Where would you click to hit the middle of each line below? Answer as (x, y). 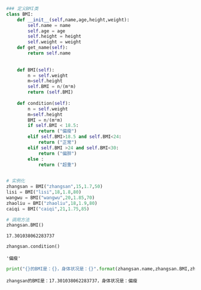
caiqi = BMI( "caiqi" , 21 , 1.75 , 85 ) (48, 209)
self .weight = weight (55, 42)
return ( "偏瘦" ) (57, 131)
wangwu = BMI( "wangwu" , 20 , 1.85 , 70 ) (51, 198)
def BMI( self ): (36, 70)
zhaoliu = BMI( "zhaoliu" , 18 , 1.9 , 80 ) (52, 203)
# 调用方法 (18, 220)
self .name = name (49, 25)
